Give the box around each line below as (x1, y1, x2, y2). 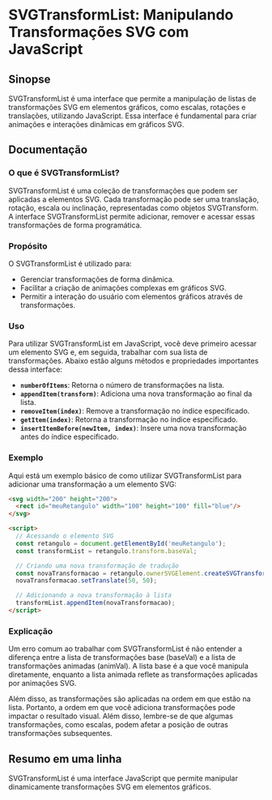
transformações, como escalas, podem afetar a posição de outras (8, 720, 228, 730)
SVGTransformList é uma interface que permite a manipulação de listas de (8, 94, 257, 103)
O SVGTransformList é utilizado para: (8, 258, 132, 268)
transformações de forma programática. (8, 220, 142, 230)
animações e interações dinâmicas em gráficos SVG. (8, 120, 185, 129)
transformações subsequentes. (8, 729, 113, 738)
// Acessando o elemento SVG (15, 532, 114, 540)
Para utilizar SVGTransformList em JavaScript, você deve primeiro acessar (8, 338, 257, 349)
